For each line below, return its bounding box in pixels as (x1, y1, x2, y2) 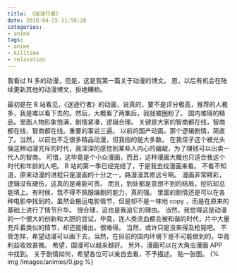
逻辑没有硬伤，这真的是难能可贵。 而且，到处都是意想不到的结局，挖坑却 (7, 179, 219, 187)
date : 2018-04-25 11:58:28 (7, 17, 87, 24)
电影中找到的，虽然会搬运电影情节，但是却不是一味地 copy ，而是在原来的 (13, 196, 229, 205)
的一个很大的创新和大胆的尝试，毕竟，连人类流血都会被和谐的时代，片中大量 (7, 214, 230, 222)
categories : (7, 23, 42, 30)
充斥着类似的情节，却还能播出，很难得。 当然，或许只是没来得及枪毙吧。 (7, 223, 219, 231)
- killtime (7, 50, 39, 57)
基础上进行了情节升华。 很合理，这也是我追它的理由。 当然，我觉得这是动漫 (7, 205, 227, 214)
